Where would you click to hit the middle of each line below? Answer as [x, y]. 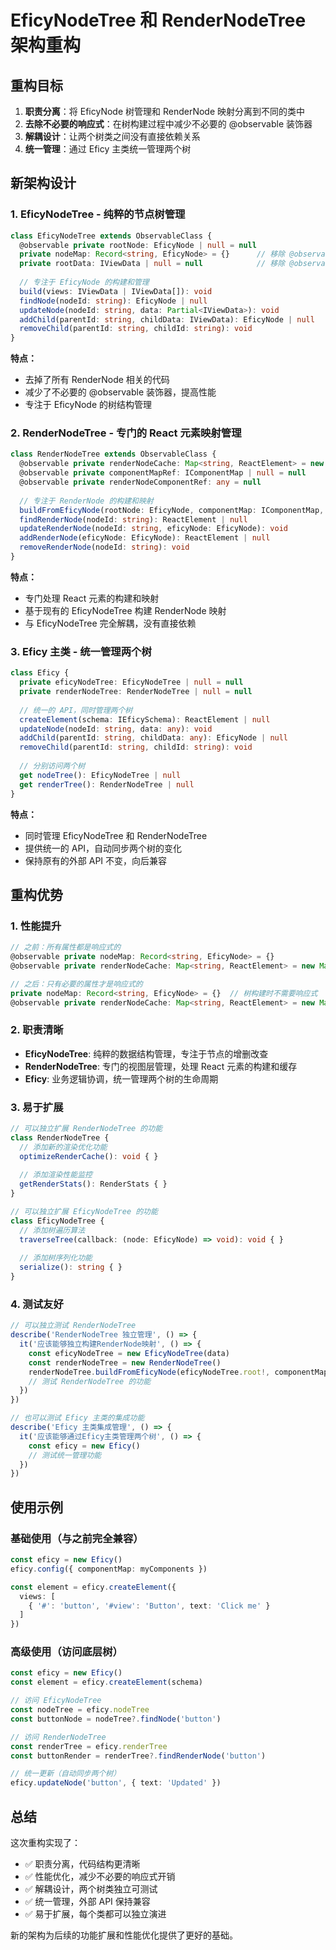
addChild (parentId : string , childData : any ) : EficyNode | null [154, 738]
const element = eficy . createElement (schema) [106, 1682]
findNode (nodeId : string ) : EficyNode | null [113, 301]
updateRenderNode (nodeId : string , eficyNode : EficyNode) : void [153, 529]
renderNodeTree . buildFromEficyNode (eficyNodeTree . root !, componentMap [178, 1372]
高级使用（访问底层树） [66, 1652]
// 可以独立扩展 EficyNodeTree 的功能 [84, 1212]
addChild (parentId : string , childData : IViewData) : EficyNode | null [167, 319]
